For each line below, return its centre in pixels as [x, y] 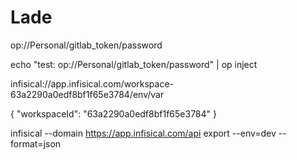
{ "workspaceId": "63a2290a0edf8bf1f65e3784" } [113, 113]
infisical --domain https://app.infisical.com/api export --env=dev [143, 133]
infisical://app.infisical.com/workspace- [92, 83]
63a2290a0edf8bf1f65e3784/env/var [87, 94]
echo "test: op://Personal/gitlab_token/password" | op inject [134, 64]
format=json [36, 143]
